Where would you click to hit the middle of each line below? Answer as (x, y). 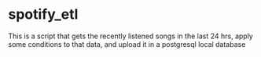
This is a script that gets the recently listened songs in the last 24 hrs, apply (130, 36)
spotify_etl (43, 14)
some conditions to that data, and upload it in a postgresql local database (127, 44)
